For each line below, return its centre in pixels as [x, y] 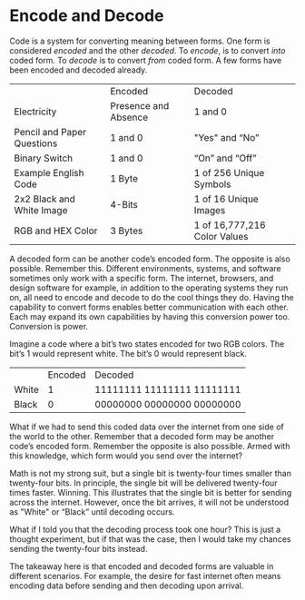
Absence [129, 117]
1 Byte [124, 178]
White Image [41, 210]
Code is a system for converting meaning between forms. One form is [140, 41]
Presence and [140, 105]
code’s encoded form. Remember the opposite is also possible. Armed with [150, 446]
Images [210, 210]
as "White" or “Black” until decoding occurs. [92, 511]
